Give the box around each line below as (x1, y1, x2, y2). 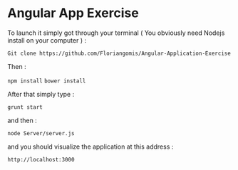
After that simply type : (7, 90, 75, 98)
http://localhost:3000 (7, 156, 75, 163)
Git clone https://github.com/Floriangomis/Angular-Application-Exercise (7, 50, 232, 57)
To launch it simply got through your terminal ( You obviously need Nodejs (7, 28, 225, 37)
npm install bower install (7, 77, 86, 85)
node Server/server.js (7, 129, 75, 137)
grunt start (7, 103, 43, 111)
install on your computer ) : (7, 36, 87, 44)
